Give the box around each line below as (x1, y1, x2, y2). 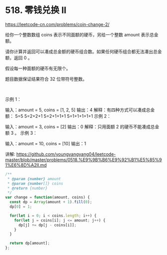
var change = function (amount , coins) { (5, 195, 90, 200)
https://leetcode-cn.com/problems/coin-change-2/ (5, 21, 110, 27)
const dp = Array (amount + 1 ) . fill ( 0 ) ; (9, 200, 92, 205)
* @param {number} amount (7, 176, 61, 181)
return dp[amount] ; (9, 241, 50, 246)
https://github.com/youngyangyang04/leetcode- (16, 151, 116, 157)
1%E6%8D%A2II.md (5, 162, 47, 168)
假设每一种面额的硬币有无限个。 (5, 65, 71, 71)
